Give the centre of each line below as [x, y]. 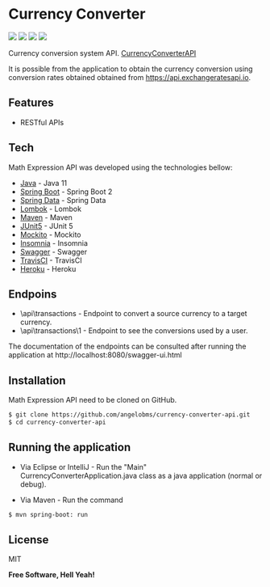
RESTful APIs [42, 122]
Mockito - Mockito [51, 234]
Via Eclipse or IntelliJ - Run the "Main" [83, 467]
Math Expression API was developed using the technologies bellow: [120, 167]
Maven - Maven [46, 217]
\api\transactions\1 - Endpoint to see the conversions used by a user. [134, 331]
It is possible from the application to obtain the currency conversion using [131, 69]
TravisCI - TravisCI [51, 260]
